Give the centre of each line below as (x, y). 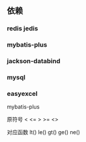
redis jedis (22, 29)
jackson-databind (34, 61)
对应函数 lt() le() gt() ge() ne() (44, 132)
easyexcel (22, 94)
